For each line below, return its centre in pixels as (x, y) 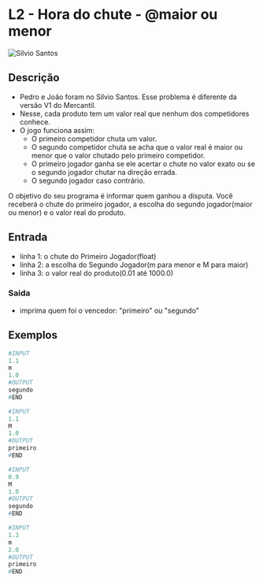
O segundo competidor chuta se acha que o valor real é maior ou (137, 146)
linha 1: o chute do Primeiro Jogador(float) (88, 256)
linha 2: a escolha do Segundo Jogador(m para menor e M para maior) (134, 265)
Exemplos (33, 335)
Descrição (34, 78)
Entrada (28, 237)
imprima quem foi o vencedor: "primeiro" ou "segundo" (109, 310)
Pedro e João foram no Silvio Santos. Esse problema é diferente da (128, 97)
